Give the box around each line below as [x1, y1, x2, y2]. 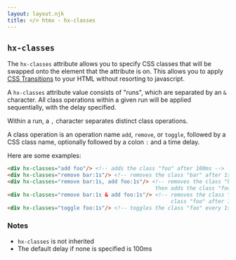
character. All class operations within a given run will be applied [7, 96, 192, 104]
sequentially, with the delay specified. [7, 103, 117, 112]
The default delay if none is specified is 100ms [17, 244, 152, 253]
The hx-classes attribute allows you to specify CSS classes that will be [7, 60, 212, 68]
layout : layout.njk [7, 10, 65, 18]
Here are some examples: [7, 152, 82, 160]
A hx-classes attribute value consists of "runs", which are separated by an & [7, 89, 227, 97]
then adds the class [155, 184, 216, 192]
